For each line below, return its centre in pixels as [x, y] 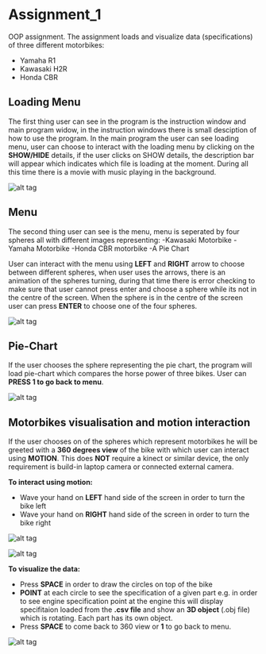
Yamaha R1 [38, 60]
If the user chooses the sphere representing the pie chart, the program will [130, 365]
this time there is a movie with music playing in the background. [112, 171]
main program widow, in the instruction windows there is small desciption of [132, 129]
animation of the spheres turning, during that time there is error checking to [132, 280]
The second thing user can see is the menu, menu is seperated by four [124, 231]
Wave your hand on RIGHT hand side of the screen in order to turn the [135, 514]
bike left [33, 506]
